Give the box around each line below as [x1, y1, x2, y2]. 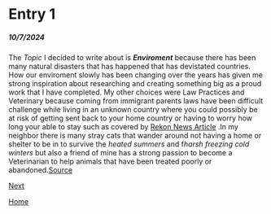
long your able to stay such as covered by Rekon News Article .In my [8, 122, 238, 132]
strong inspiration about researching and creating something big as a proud [8, 79, 262, 89]
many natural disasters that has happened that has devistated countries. [8, 62, 251, 72]
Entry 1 [8, 5, 56, 24]
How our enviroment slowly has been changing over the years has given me [8, 70, 263, 80]
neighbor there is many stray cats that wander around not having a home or [8, 131, 262, 141]
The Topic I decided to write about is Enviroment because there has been [8, 53, 256, 63]
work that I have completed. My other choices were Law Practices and [8, 87, 245, 98]
